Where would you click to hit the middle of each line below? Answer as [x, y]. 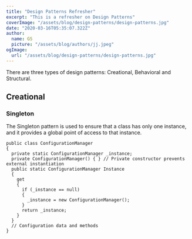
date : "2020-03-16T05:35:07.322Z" [48, 28]
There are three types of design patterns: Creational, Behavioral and [89, 72]
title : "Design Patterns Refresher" [51, 11]
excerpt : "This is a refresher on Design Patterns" [70, 17]
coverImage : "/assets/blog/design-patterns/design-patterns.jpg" [87, 22]
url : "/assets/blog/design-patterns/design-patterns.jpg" [84, 55]
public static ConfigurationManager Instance [68, 169]
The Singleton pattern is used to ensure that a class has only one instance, [96, 127]
